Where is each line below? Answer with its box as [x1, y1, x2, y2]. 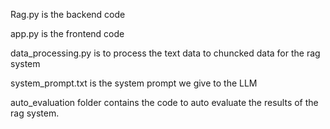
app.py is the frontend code [10, 28, 125, 39]
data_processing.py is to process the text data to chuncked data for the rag [10, 47, 321, 59]
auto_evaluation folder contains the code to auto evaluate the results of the [10, 97, 319, 108]
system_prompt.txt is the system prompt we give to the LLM [10, 77, 258, 89]
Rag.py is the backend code [10, 9, 126, 20]
